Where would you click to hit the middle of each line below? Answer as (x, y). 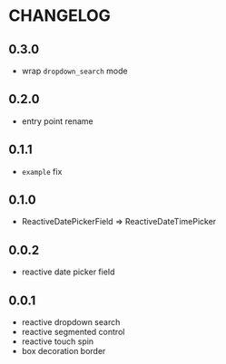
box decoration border (64, 351)
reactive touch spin (58, 341)
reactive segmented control (73, 332)
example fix (42, 171)
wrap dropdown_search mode (74, 71)
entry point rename (58, 121)
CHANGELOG (59, 16)
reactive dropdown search (71, 322)
